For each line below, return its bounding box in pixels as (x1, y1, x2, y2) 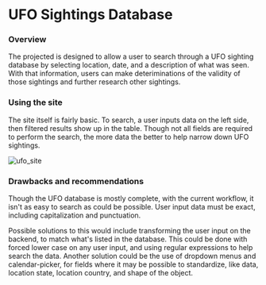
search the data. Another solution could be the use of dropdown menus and (8, 252, 256, 261)
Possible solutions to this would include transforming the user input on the (8, 226, 252, 236)
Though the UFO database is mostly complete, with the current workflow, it (8, 194, 254, 203)
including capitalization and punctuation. (8, 210, 141, 220)
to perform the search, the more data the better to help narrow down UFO (8, 132, 249, 141)
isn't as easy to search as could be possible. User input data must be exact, (8, 202, 256, 212)
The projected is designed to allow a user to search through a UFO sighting (8, 52, 254, 61)
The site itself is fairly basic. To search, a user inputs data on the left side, (8, 115, 249, 125)
